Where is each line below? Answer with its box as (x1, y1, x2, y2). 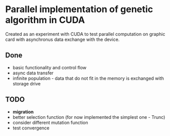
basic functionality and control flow (12, 64, 87, 70)
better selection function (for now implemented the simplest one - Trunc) (12, 114, 165, 120)
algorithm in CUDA (5, 14, 85, 26)
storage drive (12, 80, 41, 86)
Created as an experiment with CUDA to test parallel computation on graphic (5, 31, 165, 37)
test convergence (12, 125, 50, 131)
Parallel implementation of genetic (5, 4, 153, 15)
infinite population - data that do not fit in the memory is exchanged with (12, 75, 164, 81)
